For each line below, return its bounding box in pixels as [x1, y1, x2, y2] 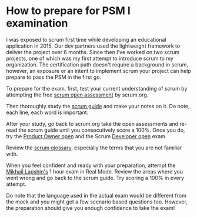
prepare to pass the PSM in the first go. [6, 74, 102, 81]
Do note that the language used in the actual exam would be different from [6, 192, 186, 199]
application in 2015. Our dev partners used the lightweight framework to [6, 42, 181, 49]
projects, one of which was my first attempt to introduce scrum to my [6, 55, 173, 62]
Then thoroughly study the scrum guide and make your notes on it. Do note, [6, 102, 190, 109]
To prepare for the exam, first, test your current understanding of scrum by [6, 85, 188, 92]
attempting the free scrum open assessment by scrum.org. [6, 91, 149, 98]
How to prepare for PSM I [6, 4, 131, 18]
